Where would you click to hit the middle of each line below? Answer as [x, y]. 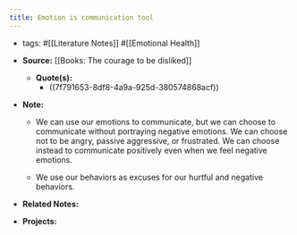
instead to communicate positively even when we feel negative [151, 150]
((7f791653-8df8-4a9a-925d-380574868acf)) [134, 87]
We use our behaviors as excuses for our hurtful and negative [149, 177]
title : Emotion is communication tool [81, 17]
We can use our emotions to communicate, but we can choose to [155, 122]
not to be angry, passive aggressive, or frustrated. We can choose [157, 140]
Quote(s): [54, 78]
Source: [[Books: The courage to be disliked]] [107, 60]
